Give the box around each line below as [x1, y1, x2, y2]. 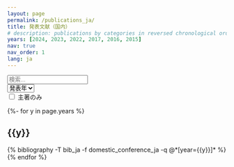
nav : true [7, 42, 36, 49]
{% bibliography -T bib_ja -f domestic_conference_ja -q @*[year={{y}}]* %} [7, 145, 226, 154]
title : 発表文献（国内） [7, 23, 71, 30]
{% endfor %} [7, 152, 47, 161]
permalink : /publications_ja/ [7, 17, 95, 24]
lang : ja [7, 56, 33, 63]
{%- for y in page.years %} [7, 106, 85, 115]
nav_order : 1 [7, 49, 45, 56]
